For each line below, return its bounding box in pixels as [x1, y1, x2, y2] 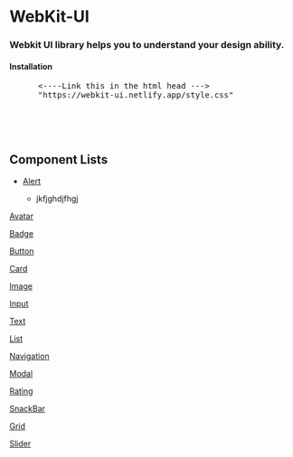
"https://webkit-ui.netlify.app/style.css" [37, 90, 234, 100]
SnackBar [9, 404, 46, 415]
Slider [9, 438, 32, 449]
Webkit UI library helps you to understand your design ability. [9, 39, 285, 51]
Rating [9, 386, 33, 396]
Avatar [9, 210, 34, 222]
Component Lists [9, 152, 109, 167]
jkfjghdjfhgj [35, 193, 79, 204]
